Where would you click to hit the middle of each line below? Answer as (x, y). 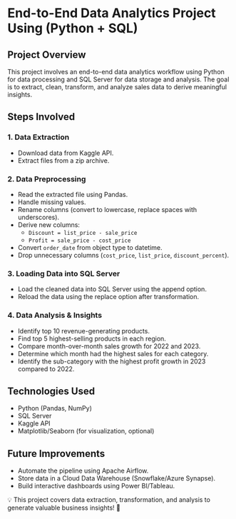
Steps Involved (41, 117)
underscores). (38, 217)
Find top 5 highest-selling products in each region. (92, 338)
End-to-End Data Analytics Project (112, 13)
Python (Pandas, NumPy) (55, 408)
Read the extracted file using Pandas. (73, 194)
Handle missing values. (52, 202)
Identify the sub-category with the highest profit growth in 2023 (112, 361)
